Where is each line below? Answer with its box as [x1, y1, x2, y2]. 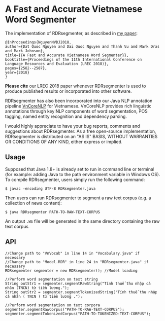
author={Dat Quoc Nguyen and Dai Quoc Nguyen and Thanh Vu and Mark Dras [5, 44, 160, 49]
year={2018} [5, 70, 30, 75]
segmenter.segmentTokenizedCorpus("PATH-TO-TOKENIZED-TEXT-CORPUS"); [5, 311, 151, 316]
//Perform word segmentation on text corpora [5, 302, 100, 308]
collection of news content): [5, 200, 62, 206]
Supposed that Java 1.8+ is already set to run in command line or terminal [5, 166, 155, 172]
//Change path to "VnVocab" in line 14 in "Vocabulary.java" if [5, 250, 140, 256]
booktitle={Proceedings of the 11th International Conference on [5, 57, 142, 62]
